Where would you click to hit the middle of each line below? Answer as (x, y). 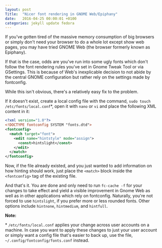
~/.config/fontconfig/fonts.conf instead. (47, 240)
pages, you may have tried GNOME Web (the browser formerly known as (78, 47)
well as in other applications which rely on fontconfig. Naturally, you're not (79, 196)
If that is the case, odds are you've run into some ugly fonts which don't (77, 62)
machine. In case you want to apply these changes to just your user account (81, 230)
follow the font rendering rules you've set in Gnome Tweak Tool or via (74, 67)
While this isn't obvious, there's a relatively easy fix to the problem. (72, 92)
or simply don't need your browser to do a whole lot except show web (74, 42)
